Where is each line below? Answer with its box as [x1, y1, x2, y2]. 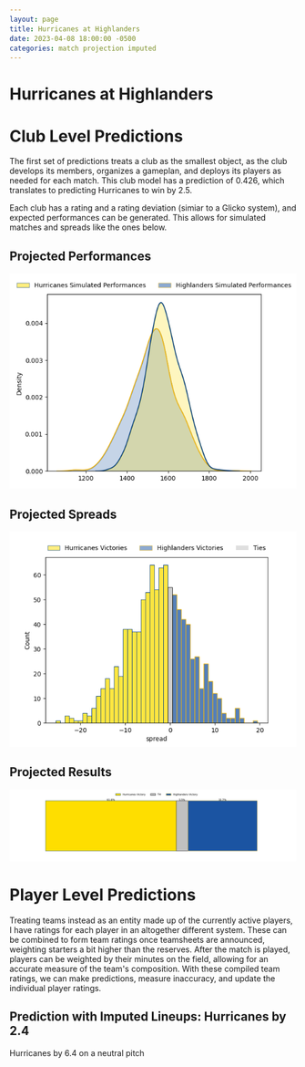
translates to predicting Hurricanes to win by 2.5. [9, 185, 193, 196]
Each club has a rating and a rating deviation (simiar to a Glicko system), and [9, 202, 297, 213]
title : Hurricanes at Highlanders [9, 24, 141, 34]
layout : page [9, 15, 59, 24]
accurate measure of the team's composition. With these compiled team [9, 963, 280, 974]
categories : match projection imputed [9, 44, 157, 53]
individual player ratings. [9, 982, 102, 993]
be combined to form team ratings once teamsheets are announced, [9, 934, 266, 945]
